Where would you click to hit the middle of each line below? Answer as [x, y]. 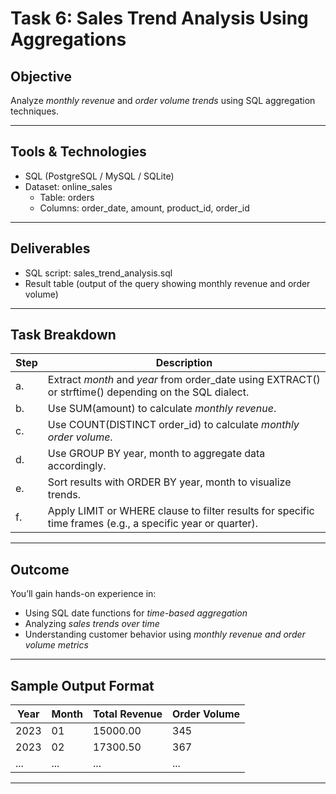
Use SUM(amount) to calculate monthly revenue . [162, 409]
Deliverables [50, 248]
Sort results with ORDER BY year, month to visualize [169, 482]
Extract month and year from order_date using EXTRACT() [184, 380]
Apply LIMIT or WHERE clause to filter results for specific [181, 511]
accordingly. [77, 466]
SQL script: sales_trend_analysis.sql [98, 273]
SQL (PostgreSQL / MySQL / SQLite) [99, 176]
